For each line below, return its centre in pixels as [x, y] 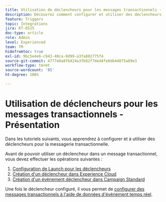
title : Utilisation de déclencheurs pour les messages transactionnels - [83, 10]
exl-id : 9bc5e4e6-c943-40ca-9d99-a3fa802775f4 [54, 56]
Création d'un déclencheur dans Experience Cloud [64, 174]
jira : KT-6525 [20, 28]
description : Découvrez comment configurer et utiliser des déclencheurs [83, 14]
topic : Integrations [27, 24]
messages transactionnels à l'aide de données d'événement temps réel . [79, 194]
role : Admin [17, 38]
